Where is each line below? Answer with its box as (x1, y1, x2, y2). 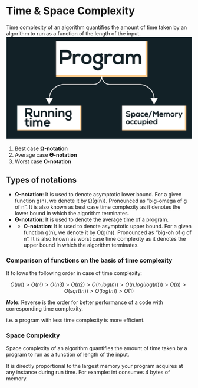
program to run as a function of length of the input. (6, 351, 130, 358)
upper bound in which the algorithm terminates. (23, 241, 140, 248)
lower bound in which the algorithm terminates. (14, 209, 130, 216)
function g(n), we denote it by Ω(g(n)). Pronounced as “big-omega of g (14, 197, 187, 204)
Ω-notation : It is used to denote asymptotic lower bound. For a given (14, 190, 182, 198)
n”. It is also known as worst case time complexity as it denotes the (23, 235, 186, 242)
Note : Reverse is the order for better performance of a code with (6, 299, 163, 306)
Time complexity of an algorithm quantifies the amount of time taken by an (6, 24, 187, 31)
